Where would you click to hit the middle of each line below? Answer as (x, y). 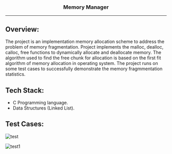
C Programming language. (40, 102)
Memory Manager (86, 7)
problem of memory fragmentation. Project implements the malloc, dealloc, (84, 47)
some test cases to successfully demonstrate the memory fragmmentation (84, 69)
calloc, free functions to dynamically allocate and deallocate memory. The (83, 53)
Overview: (22, 29)
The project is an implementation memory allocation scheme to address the (85, 41)
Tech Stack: (25, 90)
